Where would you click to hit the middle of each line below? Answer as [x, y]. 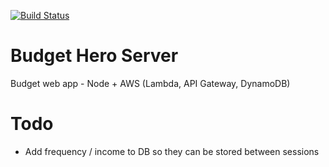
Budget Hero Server [94, 56]
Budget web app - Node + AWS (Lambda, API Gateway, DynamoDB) [150, 83]
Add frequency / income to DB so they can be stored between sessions [172, 151]
